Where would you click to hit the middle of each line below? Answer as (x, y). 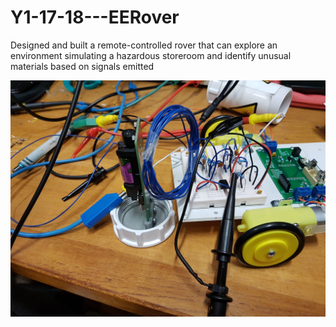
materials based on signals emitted (82, 66)
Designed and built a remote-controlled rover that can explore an (144, 45)
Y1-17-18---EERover (95, 17)
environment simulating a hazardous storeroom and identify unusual (151, 55)
